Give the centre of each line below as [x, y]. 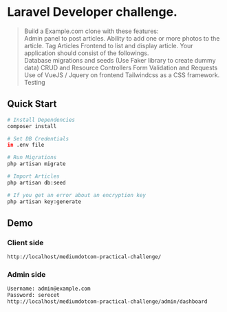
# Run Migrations [32, 158]
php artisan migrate [37, 164]
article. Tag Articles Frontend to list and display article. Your [109, 45]
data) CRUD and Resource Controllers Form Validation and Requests [121, 67]
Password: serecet [33, 295]
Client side [25, 242]
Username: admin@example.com [49, 289]
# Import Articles [33, 176]
